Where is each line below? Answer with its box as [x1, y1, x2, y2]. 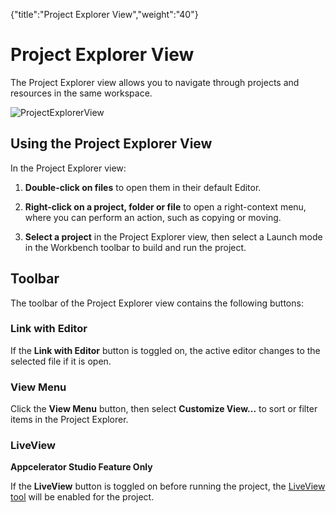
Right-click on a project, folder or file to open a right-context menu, [24, 200, 307, 213]
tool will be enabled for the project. [10, 491, 155, 503]
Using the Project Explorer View [10, 135, 213, 153]
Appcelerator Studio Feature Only [10, 461, 153, 473]
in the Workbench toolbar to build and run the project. [24, 241, 247, 253]
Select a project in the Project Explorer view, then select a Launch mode [24, 230, 323, 243]
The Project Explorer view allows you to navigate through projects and [10, 76, 300, 88]
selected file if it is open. [10, 355, 112, 367]
